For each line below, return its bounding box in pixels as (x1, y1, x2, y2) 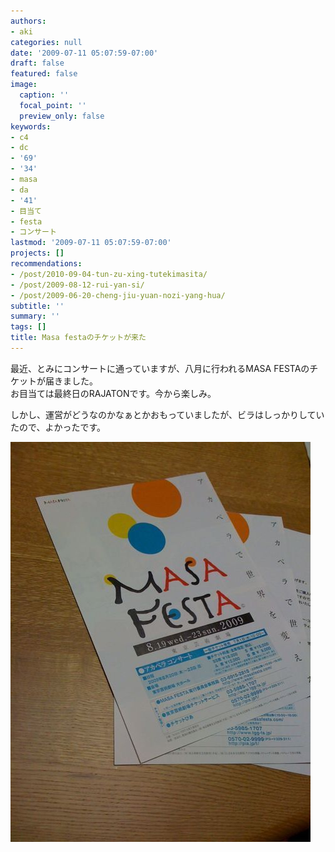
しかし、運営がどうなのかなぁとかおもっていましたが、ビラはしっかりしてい (10, 408, 325, 420)
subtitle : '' (10, 301, 65, 311)
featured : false (10, 69, 78, 79)
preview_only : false (19, 111, 105, 121)
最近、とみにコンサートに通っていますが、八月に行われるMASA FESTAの (10, 362, 310, 374)
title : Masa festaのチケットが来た (10, 333, 147, 343)
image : (10, 80, 38, 90)
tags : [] (10, 322, 47, 332)
